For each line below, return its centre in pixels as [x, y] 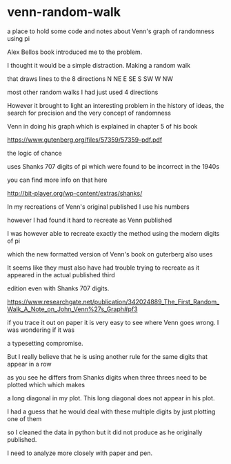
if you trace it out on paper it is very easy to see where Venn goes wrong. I [113, 322]
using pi [18, 38]
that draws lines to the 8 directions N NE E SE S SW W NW [90, 78]
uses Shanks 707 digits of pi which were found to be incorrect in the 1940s [113, 166]
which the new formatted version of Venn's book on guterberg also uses [110, 254]
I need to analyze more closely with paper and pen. [80, 453]
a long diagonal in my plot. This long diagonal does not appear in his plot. [111, 398]
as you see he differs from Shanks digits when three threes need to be [107, 377]
